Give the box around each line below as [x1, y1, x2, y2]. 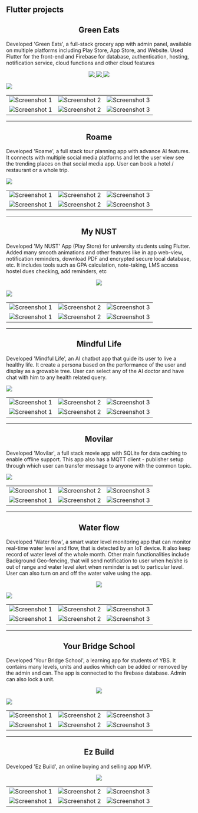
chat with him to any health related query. [6, 374, 107, 381]
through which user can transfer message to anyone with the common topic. [6, 462, 192, 469]
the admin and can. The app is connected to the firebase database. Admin [6, 669, 187, 676]
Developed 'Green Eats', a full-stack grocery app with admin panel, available [6, 41, 192, 48]
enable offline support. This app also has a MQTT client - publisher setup [6, 456, 184, 463]
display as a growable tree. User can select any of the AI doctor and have [6, 367, 184, 374]
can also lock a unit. [6, 676, 55, 683]
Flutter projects [6, 5, 64, 15]
